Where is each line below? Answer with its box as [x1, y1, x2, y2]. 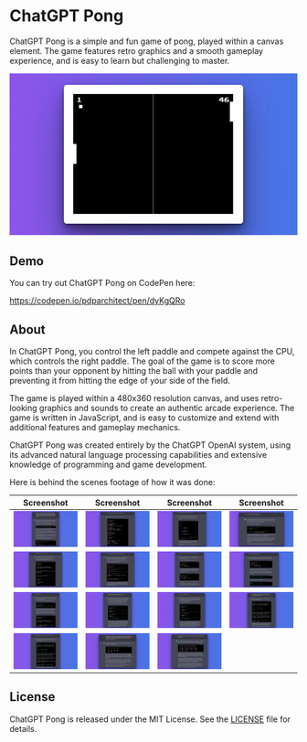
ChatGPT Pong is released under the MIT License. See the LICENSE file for [9, 714, 291, 725]
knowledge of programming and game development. [9, 459, 207, 471]
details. [9, 723, 37, 734]
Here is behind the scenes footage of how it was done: [9, 477, 216, 488]
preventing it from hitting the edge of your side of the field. [9, 376, 231, 387]
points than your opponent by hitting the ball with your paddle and [9, 366, 259, 376]
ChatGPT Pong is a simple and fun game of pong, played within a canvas [9, 36, 284, 47]
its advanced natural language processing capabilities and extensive [9, 450, 268, 461]
